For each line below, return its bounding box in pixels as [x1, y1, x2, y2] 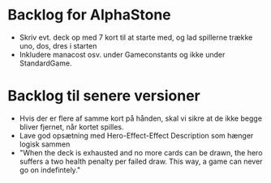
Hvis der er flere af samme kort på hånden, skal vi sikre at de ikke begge [19, 113, 263, 123]
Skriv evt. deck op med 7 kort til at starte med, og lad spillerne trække [19, 32, 253, 42]
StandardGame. [19, 58, 72, 68]
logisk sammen [19, 139, 71, 149]
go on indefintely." [19, 164, 81, 175]
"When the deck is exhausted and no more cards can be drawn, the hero [19, 147, 263, 157]
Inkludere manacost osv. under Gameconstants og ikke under [19, 49, 226, 59]
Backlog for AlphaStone [7, 6, 171, 24]
